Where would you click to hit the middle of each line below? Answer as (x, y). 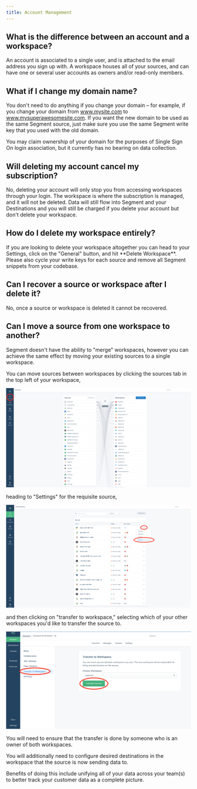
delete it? (23, 294)
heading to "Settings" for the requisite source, (62, 497)
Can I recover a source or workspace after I (86, 285)
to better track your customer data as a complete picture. (75, 780)
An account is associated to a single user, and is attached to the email (90, 60)
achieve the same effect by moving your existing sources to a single (88, 356)
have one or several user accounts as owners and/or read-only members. (95, 73)
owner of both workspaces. (39, 745)
